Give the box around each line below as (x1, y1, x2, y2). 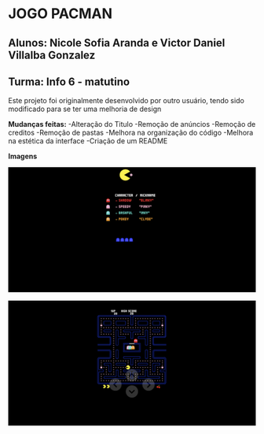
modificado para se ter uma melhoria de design (8, 104, 162, 114)
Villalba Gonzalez (8, 48, 96, 61)
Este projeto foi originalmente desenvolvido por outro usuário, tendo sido (8, 96, 245, 106)
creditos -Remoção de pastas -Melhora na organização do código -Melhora (8, 128, 254, 138)
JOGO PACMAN (8, 5, 112, 23)
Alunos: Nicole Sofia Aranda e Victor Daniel (8, 36, 225, 50)
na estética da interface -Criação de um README (8, 136, 168, 146)
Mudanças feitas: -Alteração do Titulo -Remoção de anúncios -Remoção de (8, 120, 256, 129)
